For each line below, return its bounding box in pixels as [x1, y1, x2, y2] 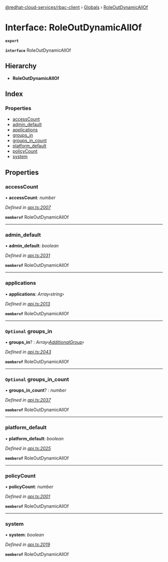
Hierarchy [5, 62, 37, 70]
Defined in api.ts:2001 [5, 493, 50, 499]
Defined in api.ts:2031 [5, 252, 50, 258]
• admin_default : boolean [5, 243, 59, 249]
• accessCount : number [5, 195, 56, 201]
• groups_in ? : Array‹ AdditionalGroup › [5, 339, 84, 345]
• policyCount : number [5, 484, 53, 490]
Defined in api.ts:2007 [5, 205, 51, 211]
